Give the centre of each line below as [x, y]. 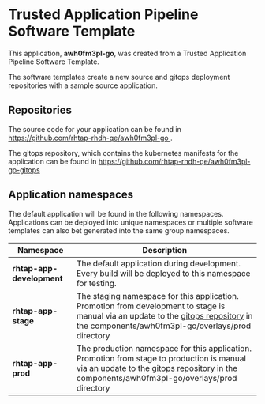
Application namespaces [71, 195]
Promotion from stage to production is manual [161, 358]
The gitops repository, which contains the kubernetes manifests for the [123, 153]
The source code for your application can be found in [95, 129]
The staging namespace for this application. [157, 296]
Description [164, 250]
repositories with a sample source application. [83, 85]
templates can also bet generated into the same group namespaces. [119, 230]
